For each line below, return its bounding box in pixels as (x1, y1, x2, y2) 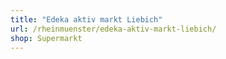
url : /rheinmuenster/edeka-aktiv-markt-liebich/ (10, 24, 217, 34)
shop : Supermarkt (10, 33, 83, 43)
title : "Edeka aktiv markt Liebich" (10, 14, 163, 25)
